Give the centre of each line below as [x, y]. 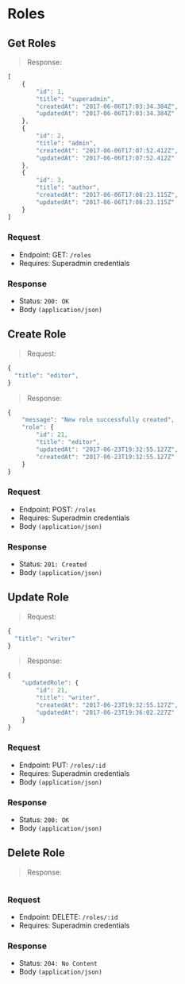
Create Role [37, 334]
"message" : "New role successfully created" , [98, 420]
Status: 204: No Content [58, 963]
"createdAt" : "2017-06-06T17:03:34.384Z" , [107, 106]
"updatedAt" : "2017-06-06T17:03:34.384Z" [106, 114]
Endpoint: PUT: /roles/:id [62, 765]
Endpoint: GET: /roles [55, 254]
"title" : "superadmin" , [75, 99]
